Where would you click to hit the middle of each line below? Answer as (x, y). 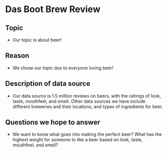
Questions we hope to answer (53, 123)
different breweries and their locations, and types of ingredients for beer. (88, 106)
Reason (17, 56)
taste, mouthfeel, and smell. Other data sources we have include (79, 101)
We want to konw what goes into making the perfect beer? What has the (87, 134)
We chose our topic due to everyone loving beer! (63, 68)
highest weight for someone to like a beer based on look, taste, (77, 140)
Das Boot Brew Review (53, 9)
